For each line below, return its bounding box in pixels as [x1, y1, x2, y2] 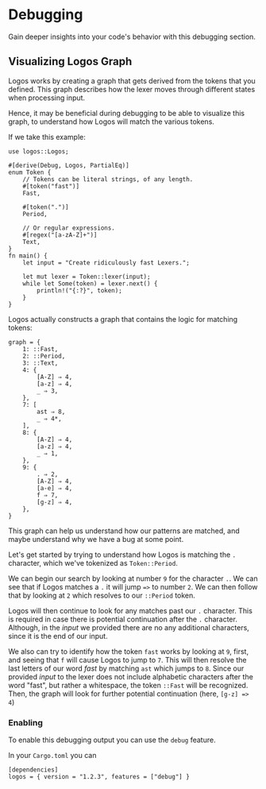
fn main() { [8, 252, 48, 260]
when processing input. [8, 93, 86, 102]
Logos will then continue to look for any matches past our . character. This [8, 605, 253, 615]
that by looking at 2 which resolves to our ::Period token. [8, 590, 196, 600]
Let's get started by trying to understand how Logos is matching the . [8, 550, 237, 559]
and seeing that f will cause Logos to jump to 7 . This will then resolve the [8, 655, 247, 664]
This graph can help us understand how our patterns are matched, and [8, 526, 240, 536]
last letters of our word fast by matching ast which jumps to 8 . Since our [8, 663, 245, 673]
